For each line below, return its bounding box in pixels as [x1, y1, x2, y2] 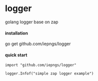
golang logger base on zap [5, 19, 59, 25]
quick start [5, 52, 28, 58]
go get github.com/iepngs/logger [5, 41, 71, 47]
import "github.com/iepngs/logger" [5, 63, 77, 68]
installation [5, 30, 28, 36]
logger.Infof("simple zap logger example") [5, 71, 94, 76]
